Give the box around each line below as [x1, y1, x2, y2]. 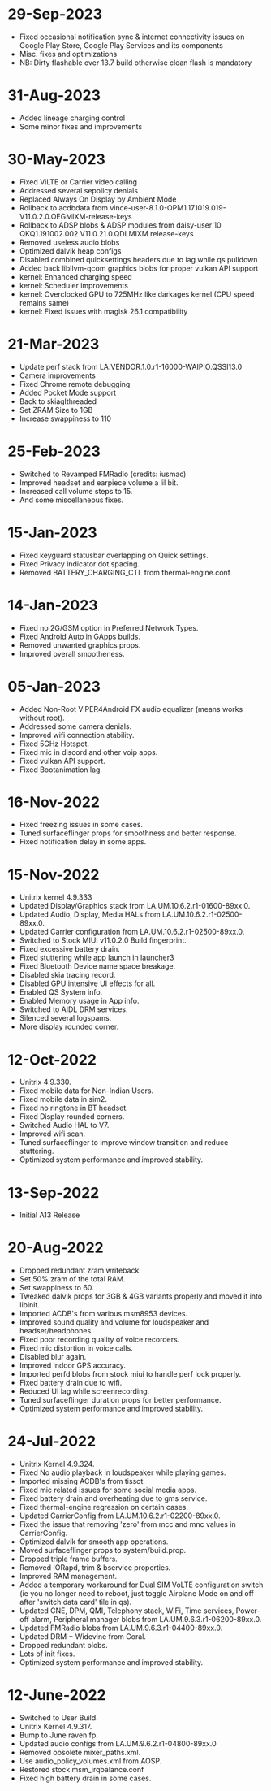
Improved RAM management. [19, 1572, 118, 1581]
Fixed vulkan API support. [19, 756, 106, 765]
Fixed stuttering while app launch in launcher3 [19, 952, 174, 963]
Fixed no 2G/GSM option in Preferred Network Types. [19, 622, 199, 632]
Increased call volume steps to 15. [19, 486, 133, 496]
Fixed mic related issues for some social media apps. [19, 1485, 197, 1495]
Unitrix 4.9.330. [19, 1078, 72, 1087]
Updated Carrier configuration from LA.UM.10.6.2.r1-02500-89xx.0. [19, 927, 245, 937]
